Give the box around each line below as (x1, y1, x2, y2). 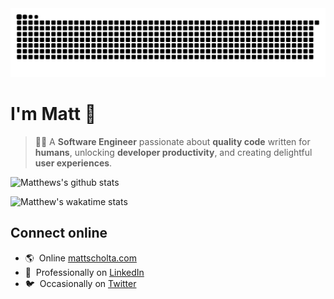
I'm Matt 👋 (10, 102, 97, 125)
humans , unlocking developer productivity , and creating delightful (34, 146, 313, 158)
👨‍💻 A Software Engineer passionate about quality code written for (34, 135, 311, 147)
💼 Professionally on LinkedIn (24, 266, 145, 278)
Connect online (10, 225, 108, 242)
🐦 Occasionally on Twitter (24, 277, 137, 289)
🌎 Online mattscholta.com (24, 252, 137, 264)
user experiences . (34, 157, 113, 169)
